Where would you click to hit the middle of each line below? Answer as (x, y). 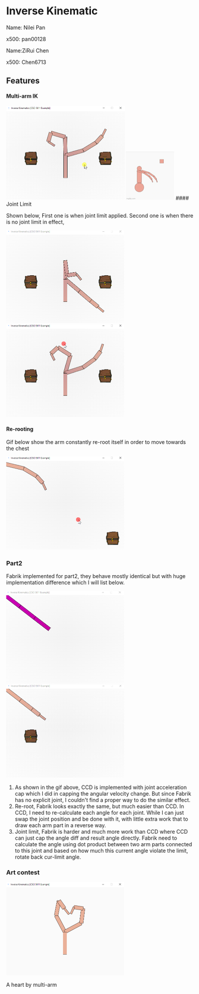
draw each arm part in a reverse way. (60, 825)
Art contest (23, 872)
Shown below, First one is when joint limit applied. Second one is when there (100, 216)
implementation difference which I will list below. (65, 583)
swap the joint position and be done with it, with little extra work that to (101, 819)
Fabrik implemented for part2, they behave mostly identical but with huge (96, 576)
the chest (18, 449)
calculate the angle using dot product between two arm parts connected (103, 844)
